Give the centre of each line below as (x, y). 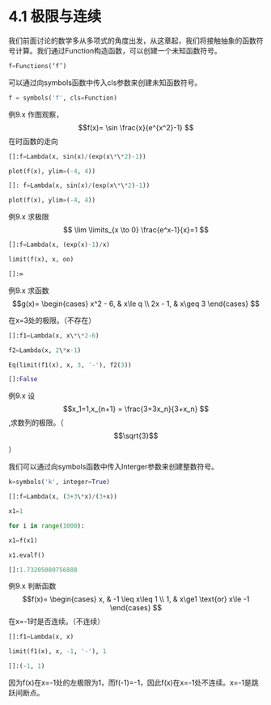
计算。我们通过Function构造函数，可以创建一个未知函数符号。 (118, 50)
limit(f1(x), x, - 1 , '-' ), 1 (57, 652)
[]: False (23, 380)
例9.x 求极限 (29, 217)
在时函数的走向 (33, 141)
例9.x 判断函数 (32, 586)
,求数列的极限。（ (36, 423)
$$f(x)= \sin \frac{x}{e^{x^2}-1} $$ (136, 127)
